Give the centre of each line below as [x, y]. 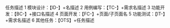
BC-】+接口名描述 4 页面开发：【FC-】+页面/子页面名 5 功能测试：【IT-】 [91, 14]
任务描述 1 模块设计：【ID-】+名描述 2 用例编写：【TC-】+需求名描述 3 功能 [83, 7]
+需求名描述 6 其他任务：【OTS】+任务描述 [50, 20]
